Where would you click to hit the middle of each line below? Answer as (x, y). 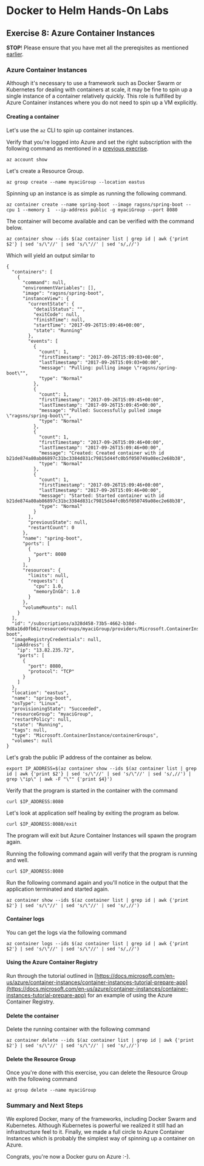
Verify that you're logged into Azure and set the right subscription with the (99, 142)
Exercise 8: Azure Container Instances (81, 33)
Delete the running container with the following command (78, 1029)
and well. (18, 860)
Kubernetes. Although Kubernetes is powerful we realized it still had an (95, 1125)
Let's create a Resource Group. (45, 170)
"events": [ (43, 341)
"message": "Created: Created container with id (101, 453)
